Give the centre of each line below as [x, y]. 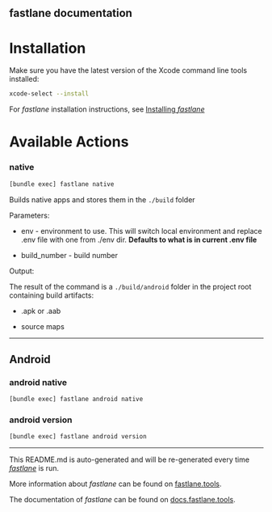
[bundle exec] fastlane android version [78, 437]
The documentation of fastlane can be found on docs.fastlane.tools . [123, 500]
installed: [24, 79]
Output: [22, 271]
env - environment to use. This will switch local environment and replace [142, 231]
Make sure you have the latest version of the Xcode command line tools [128, 70]
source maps [43, 326]
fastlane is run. [34, 468]
